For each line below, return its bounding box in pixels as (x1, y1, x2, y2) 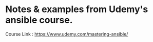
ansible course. (5, 14, 73, 26)
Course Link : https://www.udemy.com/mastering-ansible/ (5, 31, 128, 37)
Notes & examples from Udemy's (5, 4, 148, 15)
